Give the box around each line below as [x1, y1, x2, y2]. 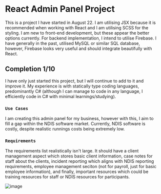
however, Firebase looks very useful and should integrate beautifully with [5, 45, 152, 51]
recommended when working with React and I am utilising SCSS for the [5, 24, 149, 30]
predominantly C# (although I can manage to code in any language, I [5, 88, 143, 94]
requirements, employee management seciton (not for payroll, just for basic [5, 164, 157, 170]
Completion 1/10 [5, 65, 55, 73]
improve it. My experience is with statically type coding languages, [5, 83, 139, 89]
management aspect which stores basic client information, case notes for [5, 153, 153, 159]
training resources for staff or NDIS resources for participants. [5, 174, 130, 180]
